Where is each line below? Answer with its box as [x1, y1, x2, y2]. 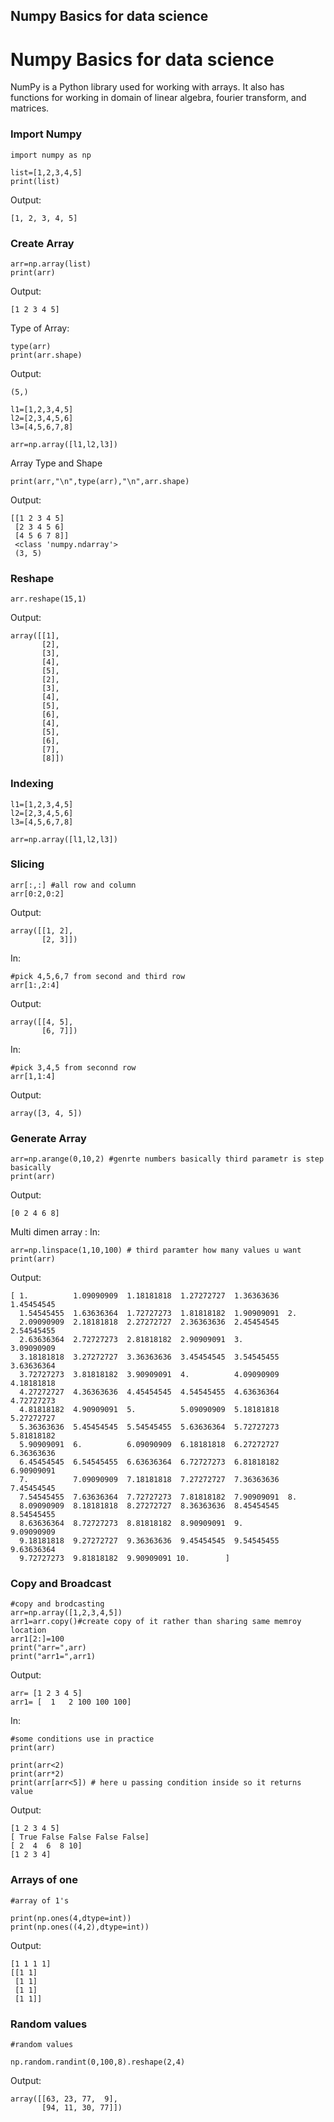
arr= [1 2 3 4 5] [10, 1689, 83, 1699]
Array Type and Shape [10, 457, 103, 469]
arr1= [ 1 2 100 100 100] [10, 1697, 132, 1708]
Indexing [10, 777, 54, 791]
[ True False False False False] [10, 1832, 150, 1843]
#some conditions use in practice [10, 1734, 155, 1744]
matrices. [10, 102, 50, 114]
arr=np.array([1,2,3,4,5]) [10, 1608, 123, 1618]
